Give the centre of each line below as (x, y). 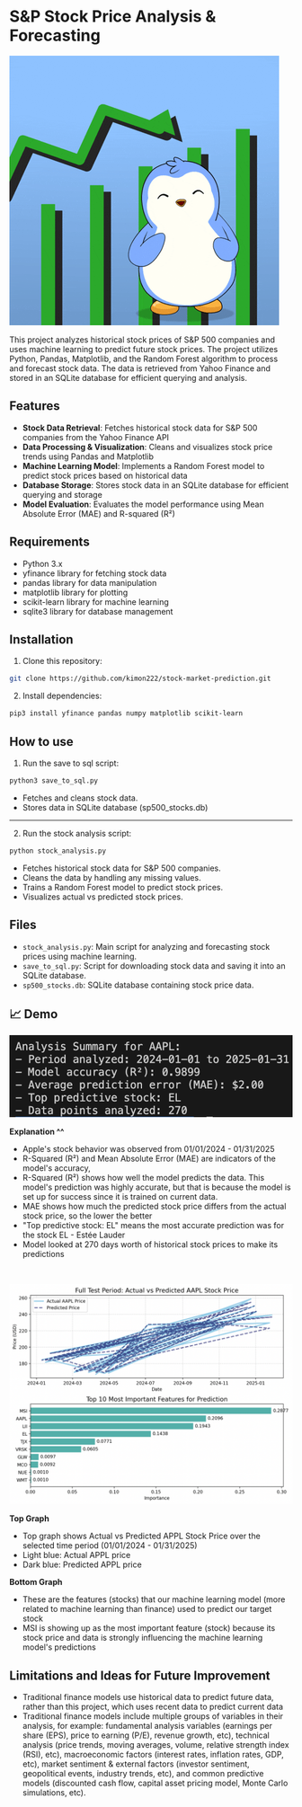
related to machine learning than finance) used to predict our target (147, 1609)
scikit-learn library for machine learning (95, 602)
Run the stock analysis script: (77, 833)
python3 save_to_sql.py (54, 780)
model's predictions (59, 1647)
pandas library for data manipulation (89, 582)
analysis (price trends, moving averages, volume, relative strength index (155, 1745)
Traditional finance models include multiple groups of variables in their (153, 1716)
